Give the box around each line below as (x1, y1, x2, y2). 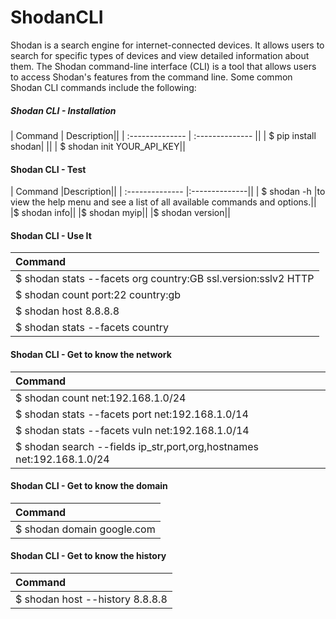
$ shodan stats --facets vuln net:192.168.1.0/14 (15, 423, 250, 437)
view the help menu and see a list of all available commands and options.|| (10, 196, 317, 208)
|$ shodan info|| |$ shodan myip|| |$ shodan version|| (10, 207, 231, 219)
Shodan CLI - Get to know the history (10, 550, 167, 562)
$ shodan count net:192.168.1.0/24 (15, 391, 187, 405)
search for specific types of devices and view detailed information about (10, 49, 310, 61)
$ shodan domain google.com (15, 522, 156, 536)
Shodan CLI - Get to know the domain (10, 480, 168, 492)
